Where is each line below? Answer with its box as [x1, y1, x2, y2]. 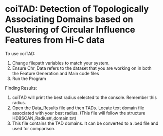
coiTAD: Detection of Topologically [5, 3, 149, 15]
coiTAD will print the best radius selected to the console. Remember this [12, 94, 157, 100]
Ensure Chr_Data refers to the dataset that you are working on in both [12, 65, 152, 71]
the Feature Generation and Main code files [12, 70, 99, 76]
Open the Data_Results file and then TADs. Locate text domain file [12, 105, 145, 111]
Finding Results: [5, 85, 37, 91]
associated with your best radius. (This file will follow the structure [12, 110, 145, 116]
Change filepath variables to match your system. [12, 60, 109, 66]
